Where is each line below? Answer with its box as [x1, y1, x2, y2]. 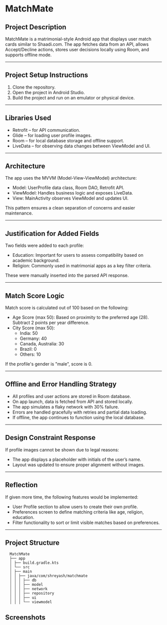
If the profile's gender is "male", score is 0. [5, 361, 93, 367]
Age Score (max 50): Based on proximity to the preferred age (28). [12, 314, 149, 320]
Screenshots [5, 613, 46, 622]
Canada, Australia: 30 [19, 341, 65, 347]
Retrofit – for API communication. [12, 127, 81, 133]
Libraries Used [5, 114, 51, 122]
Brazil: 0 [19, 346, 37, 352]
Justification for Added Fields [5, 229, 99, 238]
